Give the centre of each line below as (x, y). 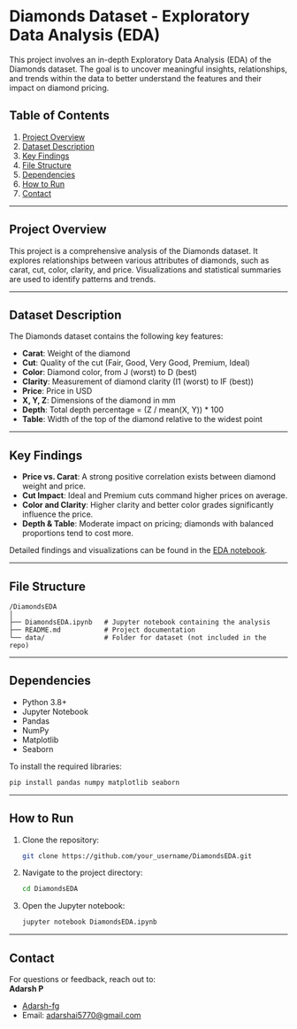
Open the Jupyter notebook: (73, 906)
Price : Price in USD (57, 391)
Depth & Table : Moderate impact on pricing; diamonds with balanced (148, 524)
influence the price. (57, 514)
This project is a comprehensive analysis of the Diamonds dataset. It (133, 250)
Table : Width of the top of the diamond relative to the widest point (142, 419)
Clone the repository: (61, 840)
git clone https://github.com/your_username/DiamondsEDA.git (137, 856)
